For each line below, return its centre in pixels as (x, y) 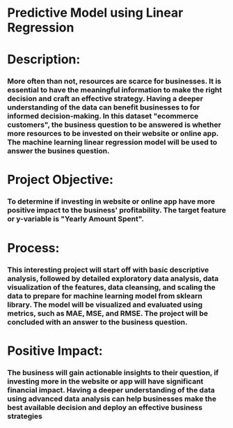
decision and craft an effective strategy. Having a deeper (105, 99)
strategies (25, 416)
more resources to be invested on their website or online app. (113, 134)
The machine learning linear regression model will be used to (112, 142)
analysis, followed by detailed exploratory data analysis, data (113, 278)
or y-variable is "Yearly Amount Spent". (76, 219)
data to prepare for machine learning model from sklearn (105, 296)
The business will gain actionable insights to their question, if (113, 372)
